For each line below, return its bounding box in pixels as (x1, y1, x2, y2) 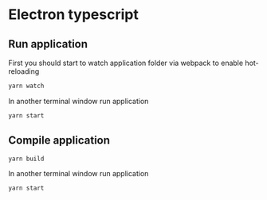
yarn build (8, 155, 45, 163)
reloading (8, 67, 40, 76)
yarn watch (8, 82, 45, 90)
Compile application (8, 133, 110, 148)
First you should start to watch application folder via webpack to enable (8, 58, 244, 67)
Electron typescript (8, 6, 139, 24)
